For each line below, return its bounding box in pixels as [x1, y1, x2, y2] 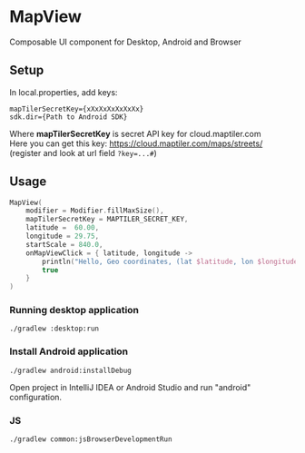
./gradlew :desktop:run [9, 324, 100, 333]
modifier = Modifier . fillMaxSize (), [25, 206, 165, 215]
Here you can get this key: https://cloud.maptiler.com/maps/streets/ [9, 138, 263, 149]
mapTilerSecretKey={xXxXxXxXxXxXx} [9, 104, 144, 113]
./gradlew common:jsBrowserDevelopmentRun [9, 435, 172, 444]
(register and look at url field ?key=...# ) [9, 147, 157, 158]
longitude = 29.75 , [25, 231, 100, 241]
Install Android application [9, 345, 129, 358]
